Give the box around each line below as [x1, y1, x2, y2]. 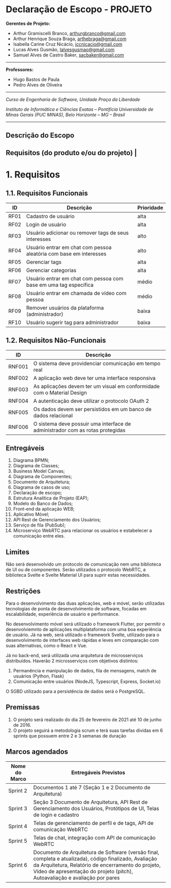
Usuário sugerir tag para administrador [26, 319, 119, 326]
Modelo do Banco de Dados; [13, 500, 73, 507]
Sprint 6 [8, 861, 27, 868]
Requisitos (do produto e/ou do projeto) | [6, 149, 138, 157]
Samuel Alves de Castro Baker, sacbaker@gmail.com [13, 52, 124, 58]
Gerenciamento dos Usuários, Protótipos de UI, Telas [33, 805, 159, 812]
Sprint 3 [8, 805, 27, 812]
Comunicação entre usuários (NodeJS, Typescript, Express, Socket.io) [13, 678, 161, 685]
